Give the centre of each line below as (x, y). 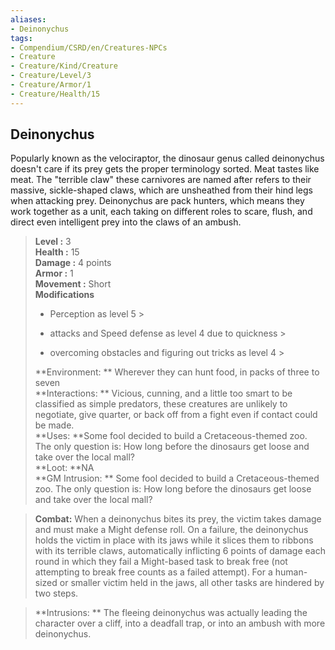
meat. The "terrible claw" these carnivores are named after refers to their (161, 180)
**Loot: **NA (64, 468)
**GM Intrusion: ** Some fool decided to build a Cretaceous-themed (177, 478)
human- (291, 572)
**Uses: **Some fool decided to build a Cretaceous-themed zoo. (171, 436)
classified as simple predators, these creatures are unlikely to (161, 404)
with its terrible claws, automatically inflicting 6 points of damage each (180, 551)
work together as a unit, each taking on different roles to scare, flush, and (161, 212)
